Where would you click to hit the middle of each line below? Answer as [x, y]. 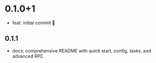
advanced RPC [28, 56]
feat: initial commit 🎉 [34, 23]
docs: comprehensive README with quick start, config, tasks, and [82, 50]
